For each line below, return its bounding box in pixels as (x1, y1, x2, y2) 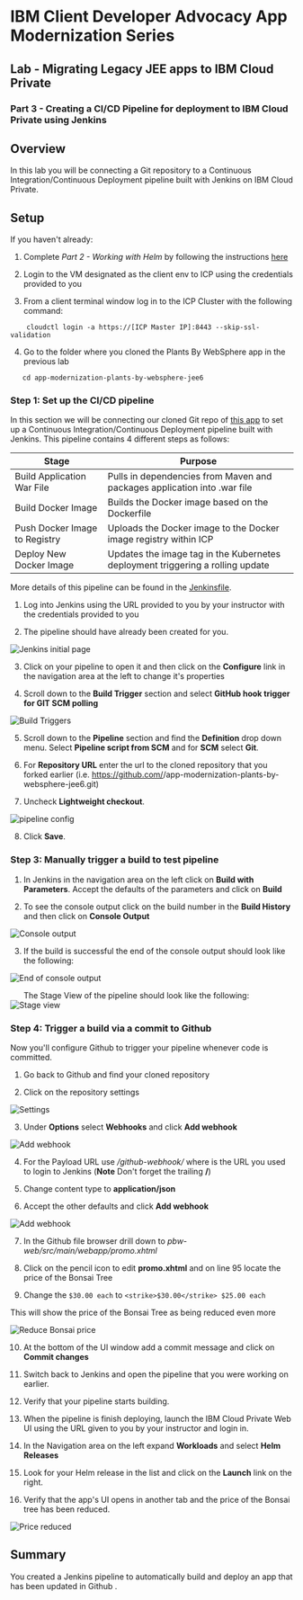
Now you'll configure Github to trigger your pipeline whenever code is (10, 1042, 269, 1053)
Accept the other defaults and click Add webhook (22, 1201, 209, 1211)
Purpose (179, 455, 218, 468)
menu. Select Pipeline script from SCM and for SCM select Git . (22, 742, 259, 753)
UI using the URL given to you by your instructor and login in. (22, 1423, 250, 1434)
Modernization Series (10, 25, 175, 46)
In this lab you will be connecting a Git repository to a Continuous (10, 165, 252, 176)
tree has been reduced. (22, 1504, 111, 1515)
